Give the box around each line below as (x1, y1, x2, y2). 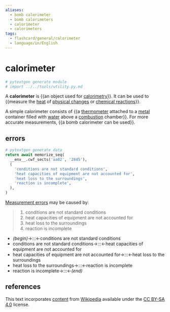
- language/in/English (10, 41, 58, 46)
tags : (5, 31, 17, 36)
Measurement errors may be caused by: (5, 200, 89, 205)
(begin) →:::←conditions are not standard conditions (12, 235, 121, 241)
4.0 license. (5, 301, 29, 307)
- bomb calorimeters (10, 17, 53, 22)
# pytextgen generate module (5, 79, 67, 84)
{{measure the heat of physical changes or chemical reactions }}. (5, 99, 141, 105)
